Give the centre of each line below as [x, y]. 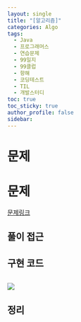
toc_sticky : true [33, 106]
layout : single [30, 14]
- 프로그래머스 [31, 47]
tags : [15, 34]
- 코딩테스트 [29, 80]
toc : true [22, 100]
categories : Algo [33, 27]
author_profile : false [40, 113]
